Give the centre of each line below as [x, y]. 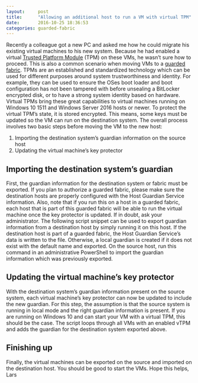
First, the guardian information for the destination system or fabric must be [97, 183]
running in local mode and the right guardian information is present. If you [96, 310]
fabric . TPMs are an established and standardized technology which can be [98, 70]
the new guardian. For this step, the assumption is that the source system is [98, 304]
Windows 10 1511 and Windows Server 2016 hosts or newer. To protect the [96, 108]
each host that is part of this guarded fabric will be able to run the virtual [94, 209]
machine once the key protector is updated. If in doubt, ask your [84, 215]
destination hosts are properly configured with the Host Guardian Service [95, 196]
